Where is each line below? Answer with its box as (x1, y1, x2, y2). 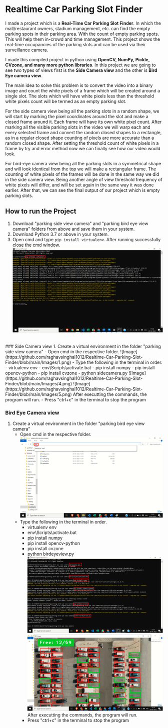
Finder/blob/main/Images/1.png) (5, 359, 71, 365)
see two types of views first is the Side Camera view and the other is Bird (5, 67, 157, 73)
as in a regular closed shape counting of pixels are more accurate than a (5, 135, 154, 141)
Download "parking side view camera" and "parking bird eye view (12, 220, 148, 227)
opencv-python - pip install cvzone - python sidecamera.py (5, 370, 128, 376)
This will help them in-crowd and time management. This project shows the (5, 36, 160, 42)
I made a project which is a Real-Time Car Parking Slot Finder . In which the (5, 20, 161, 26)
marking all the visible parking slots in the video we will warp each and (5, 124, 151, 130)
